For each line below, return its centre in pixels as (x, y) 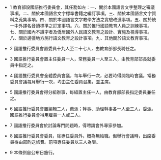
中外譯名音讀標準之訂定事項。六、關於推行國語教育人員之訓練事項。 (83, 26)
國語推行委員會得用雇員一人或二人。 (46, 115)
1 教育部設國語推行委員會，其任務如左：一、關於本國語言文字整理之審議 (82, 7)
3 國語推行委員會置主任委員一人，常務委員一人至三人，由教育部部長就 (80, 59)
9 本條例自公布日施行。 (33, 152)
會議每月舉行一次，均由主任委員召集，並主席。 (66, 82)
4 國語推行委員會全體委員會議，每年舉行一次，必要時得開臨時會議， (78, 76)
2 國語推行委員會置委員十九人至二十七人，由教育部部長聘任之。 (74, 48)
